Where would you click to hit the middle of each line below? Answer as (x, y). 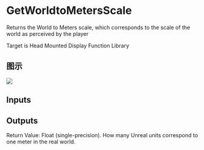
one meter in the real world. (41, 141)
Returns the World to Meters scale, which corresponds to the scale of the (98, 27)
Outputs (22, 121)
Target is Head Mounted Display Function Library (68, 46)
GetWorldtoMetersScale (69, 11)
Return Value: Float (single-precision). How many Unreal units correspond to (102, 135)
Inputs (19, 100)
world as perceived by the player (47, 33)
